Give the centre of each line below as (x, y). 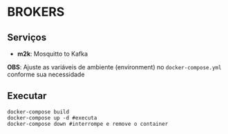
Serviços (27, 37)
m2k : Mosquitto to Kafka (53, 54)
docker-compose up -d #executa (52, 118)
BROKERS (36, 12)
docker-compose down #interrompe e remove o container (88, 124)
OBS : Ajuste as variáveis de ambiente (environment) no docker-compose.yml (114, 67)
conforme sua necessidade (46, 74)
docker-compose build (38, 112)
